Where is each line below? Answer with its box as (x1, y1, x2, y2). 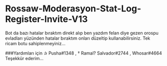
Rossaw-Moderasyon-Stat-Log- (5, 3, 141, 14)
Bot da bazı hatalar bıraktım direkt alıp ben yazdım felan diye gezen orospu (5, 30, 159, 36)
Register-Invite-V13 (5, 13, 88, 25)
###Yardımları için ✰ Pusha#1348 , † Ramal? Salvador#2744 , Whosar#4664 (5, 50, 162, 56)
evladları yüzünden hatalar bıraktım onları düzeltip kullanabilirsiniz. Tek (5, 35, 151, 41)
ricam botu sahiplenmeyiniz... (5, 40, 66, 46)
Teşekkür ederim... (5, 55, 44, 61)
